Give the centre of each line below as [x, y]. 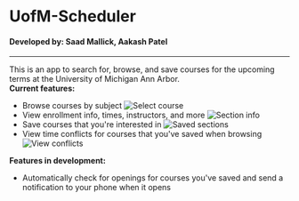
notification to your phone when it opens [97, 188]
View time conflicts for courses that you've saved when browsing [142, 134]
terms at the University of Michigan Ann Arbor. [95, 79]
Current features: [42, 88]
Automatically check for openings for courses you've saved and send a [153, 178]
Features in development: [58, 161]
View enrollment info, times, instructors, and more [113, 115]
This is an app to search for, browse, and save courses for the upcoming [142, 69]
